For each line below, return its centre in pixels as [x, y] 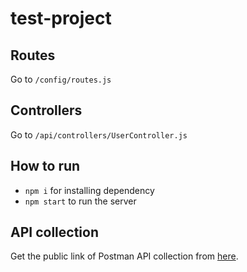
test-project [61, 18]
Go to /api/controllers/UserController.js [99, 134]
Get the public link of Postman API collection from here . [124, 256]
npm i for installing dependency [89, 190]
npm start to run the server [80, 201]
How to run [45, 166]
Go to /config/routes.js [61, 79]
